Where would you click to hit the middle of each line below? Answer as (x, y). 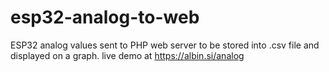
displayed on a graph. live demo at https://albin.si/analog (127, 55)
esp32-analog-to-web (105, 17)
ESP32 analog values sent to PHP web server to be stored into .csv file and (165, 45)
